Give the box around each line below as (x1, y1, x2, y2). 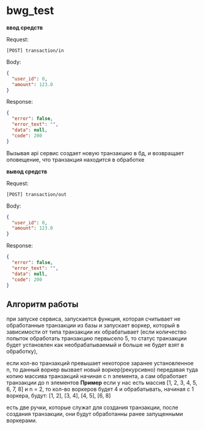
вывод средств (6, 167, 48, 175)
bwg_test (6, 4, 54, 18)
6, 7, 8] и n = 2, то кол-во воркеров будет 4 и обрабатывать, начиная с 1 (6, 385, 194, 393)
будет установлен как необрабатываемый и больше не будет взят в (6, 341, 184, 349)
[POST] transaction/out (6, 191, 67, 197)
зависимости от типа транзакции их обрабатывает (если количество (6, 328, 187, 336)
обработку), (6, 348, 38, 355)
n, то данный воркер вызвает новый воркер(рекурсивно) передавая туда (6, 366, 199, 373)
